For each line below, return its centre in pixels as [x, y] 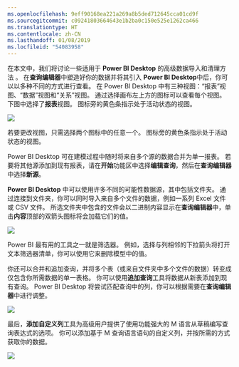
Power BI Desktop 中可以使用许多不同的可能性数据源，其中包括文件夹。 [113, 189]
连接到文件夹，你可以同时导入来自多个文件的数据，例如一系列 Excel [112, 198]
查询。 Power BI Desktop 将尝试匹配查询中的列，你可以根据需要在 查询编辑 [122, 286]
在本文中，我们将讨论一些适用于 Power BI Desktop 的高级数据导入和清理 [114, 68]
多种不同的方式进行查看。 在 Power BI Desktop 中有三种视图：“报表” [120, 86]
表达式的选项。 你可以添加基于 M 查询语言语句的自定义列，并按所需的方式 [122, 333]
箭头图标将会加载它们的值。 [91, 216]
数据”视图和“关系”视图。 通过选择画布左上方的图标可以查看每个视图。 [124, 95]
